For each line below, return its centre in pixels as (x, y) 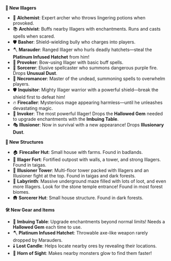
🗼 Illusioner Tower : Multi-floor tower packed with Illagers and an (81, 170)
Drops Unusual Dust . (35, 73)
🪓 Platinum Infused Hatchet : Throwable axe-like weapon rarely (80, 233)
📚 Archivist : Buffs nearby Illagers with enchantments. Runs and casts (87, 29)
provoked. (23, 23)
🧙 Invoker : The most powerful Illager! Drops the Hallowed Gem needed (88, 114)
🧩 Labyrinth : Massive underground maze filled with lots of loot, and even (89, 181)
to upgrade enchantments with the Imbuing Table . (66, 119)
